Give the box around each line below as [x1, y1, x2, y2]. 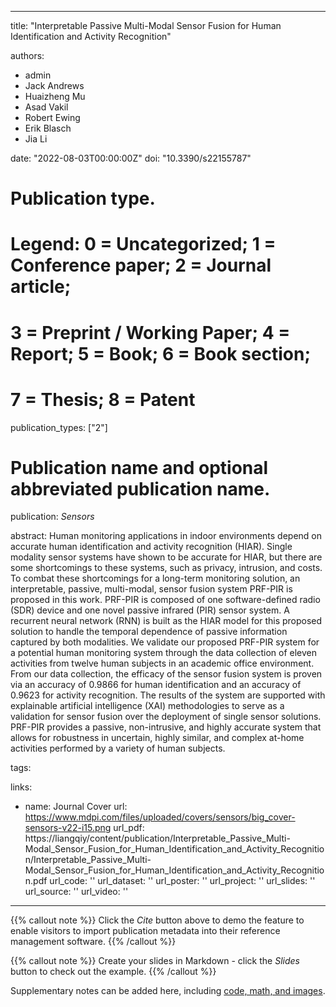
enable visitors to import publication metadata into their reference [10, 925, 281, 937]
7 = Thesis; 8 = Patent [10, 388, 196, 411]
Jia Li [24, 133, 48, 145]
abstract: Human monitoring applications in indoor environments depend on [10, 530, 323, 542]
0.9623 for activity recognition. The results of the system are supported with [10, 689, 326, 701]
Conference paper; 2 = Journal [10, 254, 272, 277]
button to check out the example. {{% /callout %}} [10, 966, 217, 978]
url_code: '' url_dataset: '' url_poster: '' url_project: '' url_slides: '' [49, 875, 316, 887]
